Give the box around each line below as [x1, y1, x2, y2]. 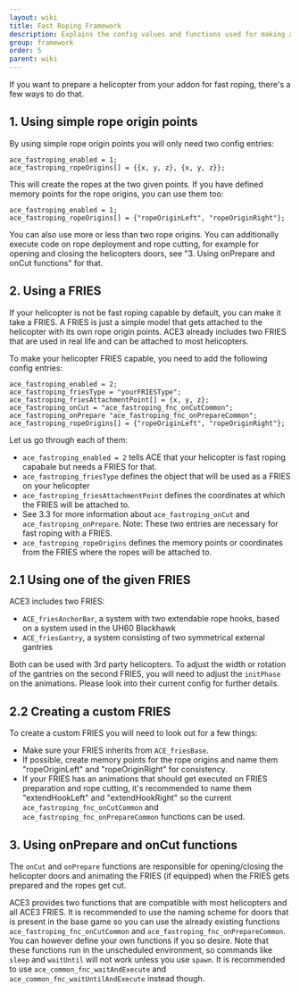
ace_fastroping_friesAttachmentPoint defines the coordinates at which [21, 489, 286, 500]
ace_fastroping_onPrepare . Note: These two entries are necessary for [21, 518, 279, 529]
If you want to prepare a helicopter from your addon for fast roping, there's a [9, 79, 291, 89]
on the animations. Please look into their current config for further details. [9, 678, 279, 688]
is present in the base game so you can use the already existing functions [9, 916, 280, 927]
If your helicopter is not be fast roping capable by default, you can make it [9, 307, 281, 318]
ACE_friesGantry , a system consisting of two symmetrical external [21, 632, 265, 643]
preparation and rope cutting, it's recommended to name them [21, 783, 253, 794]
